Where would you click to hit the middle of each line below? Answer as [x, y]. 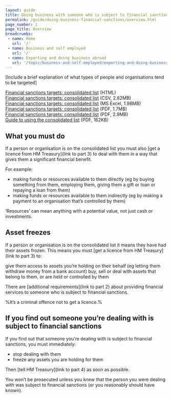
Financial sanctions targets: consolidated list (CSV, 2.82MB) [68, 98]
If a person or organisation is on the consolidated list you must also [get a [83, 148]
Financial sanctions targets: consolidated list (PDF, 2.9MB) [67, 115]
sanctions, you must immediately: [41, 344]
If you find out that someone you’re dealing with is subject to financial [79, 338]
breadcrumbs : [19, 34]
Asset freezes [28, 232]
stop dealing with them [37, 354]
